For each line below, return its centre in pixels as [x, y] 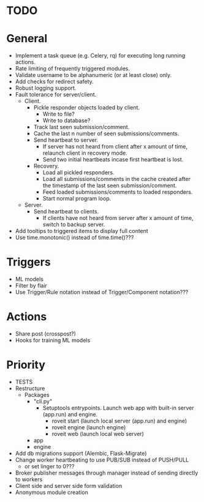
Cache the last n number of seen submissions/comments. [106, 134]
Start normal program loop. [77, 199]
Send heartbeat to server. [66, 140]
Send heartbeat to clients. [66, 212]
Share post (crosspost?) [46, 334]
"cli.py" [43, 401]
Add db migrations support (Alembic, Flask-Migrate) [81, 453]
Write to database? [66, 120]
